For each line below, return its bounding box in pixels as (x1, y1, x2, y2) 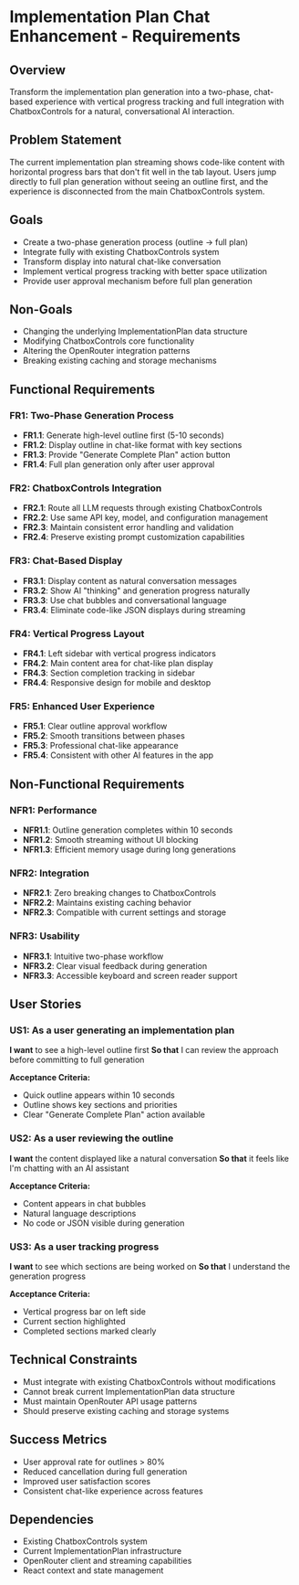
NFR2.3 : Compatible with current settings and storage (22, 907, 226, 918)
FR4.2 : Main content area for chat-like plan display (22, 658, 214, 669)
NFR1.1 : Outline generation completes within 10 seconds (22, 824, 233, 835)
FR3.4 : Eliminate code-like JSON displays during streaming (22, 604, 246, 615)
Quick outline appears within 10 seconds (22, 1090, 175, 1101)
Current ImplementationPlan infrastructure (22, 1546, 182, 1557)
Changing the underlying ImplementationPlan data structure (22, 326, 248, 337)
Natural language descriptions (22, 1207, 137, 1218)
